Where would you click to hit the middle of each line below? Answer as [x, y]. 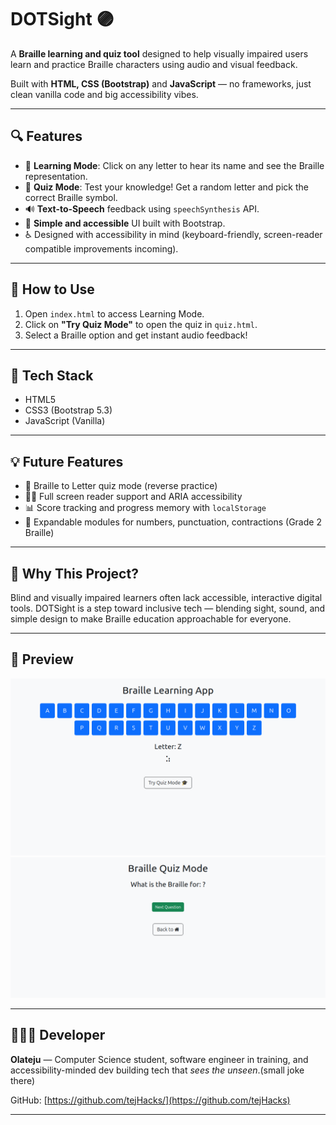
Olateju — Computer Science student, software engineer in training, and [159, 1059]
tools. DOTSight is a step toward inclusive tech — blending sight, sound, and [168, 608]
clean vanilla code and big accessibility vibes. [104, 94]
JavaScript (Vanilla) [65, 421]
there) [23, 1080]
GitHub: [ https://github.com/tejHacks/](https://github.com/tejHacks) [150, 1100]
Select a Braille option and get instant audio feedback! [136, 335]
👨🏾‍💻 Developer [58, 1035]
